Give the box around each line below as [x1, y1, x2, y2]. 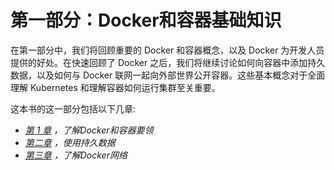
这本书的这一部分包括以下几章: [10, 102, 137, 115]
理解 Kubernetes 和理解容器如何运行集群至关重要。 [10, 81, 221, 93]
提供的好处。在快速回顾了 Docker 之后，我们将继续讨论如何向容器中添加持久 [10, 56, 326, 68]
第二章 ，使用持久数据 [24, 136, 116, 148]
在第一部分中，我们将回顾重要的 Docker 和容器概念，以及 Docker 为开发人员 [10, 44, 325, 56]
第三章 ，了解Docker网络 [24, 149, 128, 161]
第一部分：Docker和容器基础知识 [10, 9, 282, 32]
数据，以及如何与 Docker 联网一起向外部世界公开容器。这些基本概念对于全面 [10, 69, 326, 81]
